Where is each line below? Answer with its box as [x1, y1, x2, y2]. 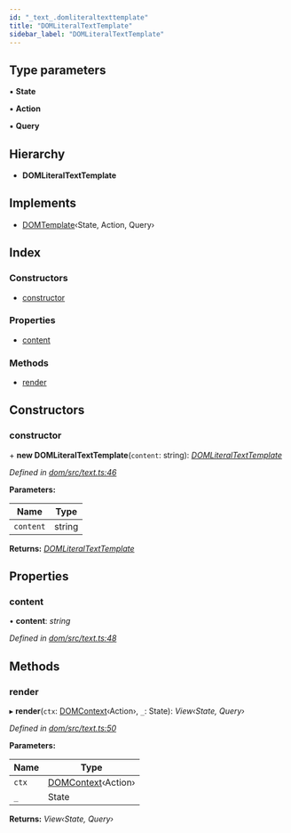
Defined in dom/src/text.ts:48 [9, 633, 117, 643]
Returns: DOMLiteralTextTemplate [9, 543, 135, 554]
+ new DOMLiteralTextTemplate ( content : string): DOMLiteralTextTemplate [9, 449, 282, 460]
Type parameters [9, 62, 106, 77]
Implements [9, 196, 77, 211]
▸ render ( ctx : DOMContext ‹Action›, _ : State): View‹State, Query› [9, 706, 246, 716]
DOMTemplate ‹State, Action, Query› [21, 219, 155, 230]
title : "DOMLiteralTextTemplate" [9, 21, 133, 30]
